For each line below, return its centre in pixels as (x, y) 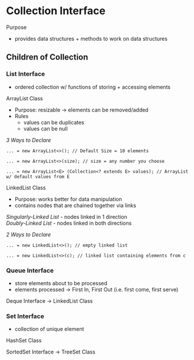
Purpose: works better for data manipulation (68, 199)
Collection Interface (56, 11)
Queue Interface (30, 270)
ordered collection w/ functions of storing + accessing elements (93, 87)
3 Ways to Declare (29, 140)
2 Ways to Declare (29, 234)
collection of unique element (49, 329)
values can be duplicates (54, 122)
